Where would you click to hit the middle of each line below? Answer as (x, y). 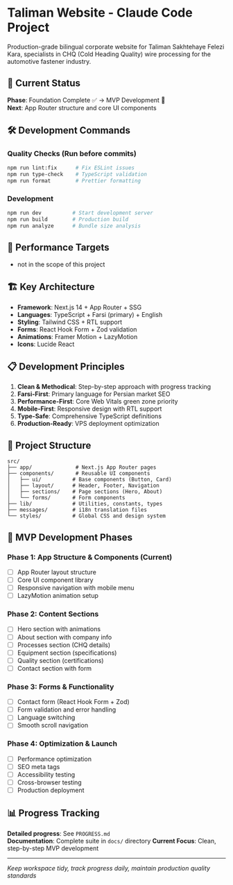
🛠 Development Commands (69, 131)
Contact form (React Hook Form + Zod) (73, 702)
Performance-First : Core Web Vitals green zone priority (97, 402)
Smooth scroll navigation (53, 725)
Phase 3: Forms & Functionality (61, 687)
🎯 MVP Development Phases (70, 537)
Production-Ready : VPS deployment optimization (88, 424)
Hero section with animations (59, 629)
